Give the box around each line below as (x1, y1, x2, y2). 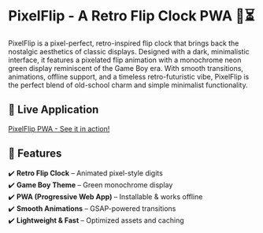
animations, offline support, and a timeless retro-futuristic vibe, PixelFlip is (8, 72, 250, 81)
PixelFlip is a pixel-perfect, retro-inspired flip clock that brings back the (8, 38, 239, 48)
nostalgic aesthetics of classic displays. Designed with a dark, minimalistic (8, 46, 250, 56)
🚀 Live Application (8, 103, 99, 116)
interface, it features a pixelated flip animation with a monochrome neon (8, 55, 242, 65)
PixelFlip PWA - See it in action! (8, 124, 110, 133)
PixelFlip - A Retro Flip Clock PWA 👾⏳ (8, 7, 255, 25)
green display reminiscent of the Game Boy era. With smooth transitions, (8, 63, 244, 72)
